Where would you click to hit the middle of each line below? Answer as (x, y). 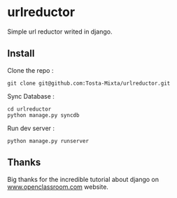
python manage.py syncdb (43, 115)
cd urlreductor (29, 109)
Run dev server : (31, 128)
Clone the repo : (30, 70)
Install (21, 54)
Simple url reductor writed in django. (60, 31)
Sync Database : (31, 96)
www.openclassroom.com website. (58, 187)
